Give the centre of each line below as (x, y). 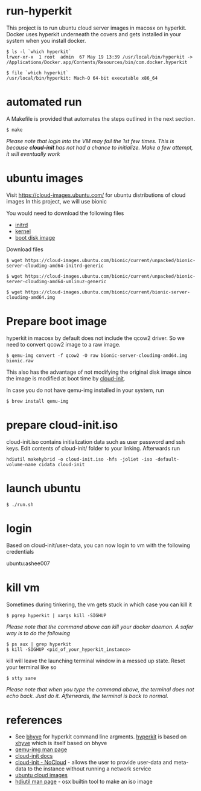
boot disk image (35, 237)
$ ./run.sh (20, 504)
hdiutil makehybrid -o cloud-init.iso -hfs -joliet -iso (79, 459)
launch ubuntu (43, 488)
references (34, 720)
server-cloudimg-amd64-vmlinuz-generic (56, 281)
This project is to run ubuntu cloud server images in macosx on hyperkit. (97, 28)
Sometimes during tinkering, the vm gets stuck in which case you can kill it (99, 604)
